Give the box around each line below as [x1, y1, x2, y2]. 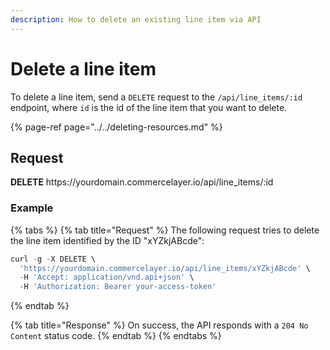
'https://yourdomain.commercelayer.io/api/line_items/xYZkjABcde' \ [19, 263, 311, 273]
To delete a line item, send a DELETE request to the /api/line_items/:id [10, 91, 303, 103]
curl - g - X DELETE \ [10, 254, 97, 264]
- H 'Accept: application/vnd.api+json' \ [19, 272, 195, 283]
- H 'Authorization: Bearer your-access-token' [19, 282, 217, 292]
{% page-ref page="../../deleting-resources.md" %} [10, 121, 223, 133]
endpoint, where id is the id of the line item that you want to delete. [10, 101, 288, 113]
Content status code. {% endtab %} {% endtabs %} [10, 330, 222, 342]
